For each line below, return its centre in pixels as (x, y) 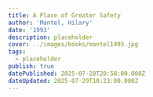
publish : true (31, 66)
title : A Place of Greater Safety (65, 15)
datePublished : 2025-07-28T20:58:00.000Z (77, 74)
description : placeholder (50, 37)
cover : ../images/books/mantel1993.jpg (73, 45)
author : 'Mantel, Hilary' (50, 23)
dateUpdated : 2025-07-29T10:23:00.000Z (73, 81)
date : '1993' (29, 30)
